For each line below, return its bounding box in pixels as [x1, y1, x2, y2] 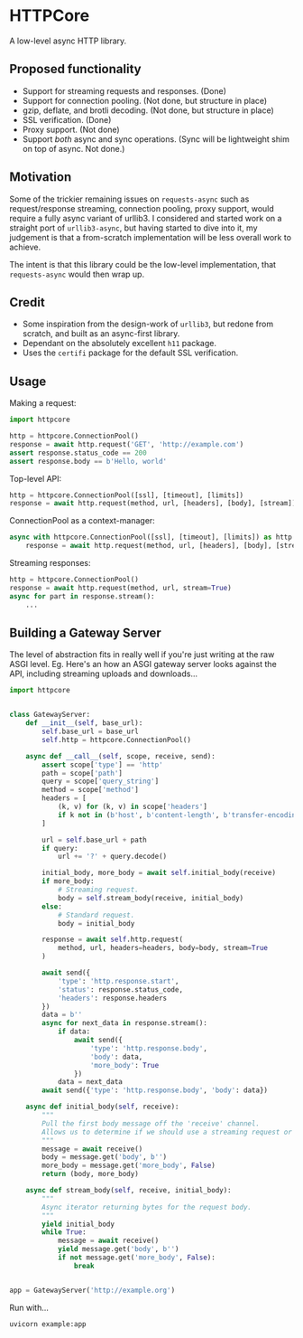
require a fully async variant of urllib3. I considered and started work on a [9, 212, 282, 223]
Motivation [9, 169, 72, 185]
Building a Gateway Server [9, 625, 162, 640]
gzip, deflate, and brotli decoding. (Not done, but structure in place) [22, 105, 275, 116]
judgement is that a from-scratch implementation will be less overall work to [9, 231, 291, 242]
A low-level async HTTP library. [9, 35, 127, 46]
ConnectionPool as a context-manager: [9, 515, 155, 526]
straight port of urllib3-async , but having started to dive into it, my [9, 222, 259, 233]
